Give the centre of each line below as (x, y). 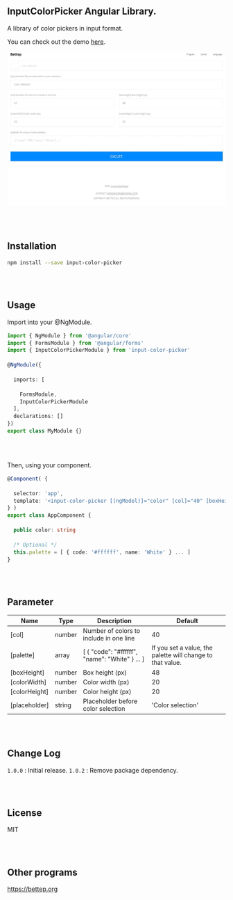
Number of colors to (112, 631)
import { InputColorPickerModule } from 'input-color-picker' (99, 351)
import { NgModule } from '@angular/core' (69, 336)
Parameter (31, 602)
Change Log (34, 754)
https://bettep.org (33, 889)
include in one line (109, 638)
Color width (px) (106, 682)
